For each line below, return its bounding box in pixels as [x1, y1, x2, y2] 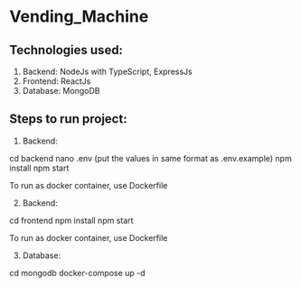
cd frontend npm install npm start [9, 215, 134, 226]
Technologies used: [9, 42, 124, 58]
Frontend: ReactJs [22, 76, 91, 87]
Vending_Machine [9, 6, 149, 27]
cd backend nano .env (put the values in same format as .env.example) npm [9, 153, 292, 163]
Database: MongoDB [22, 86, 100, 96]
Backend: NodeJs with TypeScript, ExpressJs [22, 66, 193, 77]
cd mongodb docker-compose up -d [9, 267, 146, 278]
